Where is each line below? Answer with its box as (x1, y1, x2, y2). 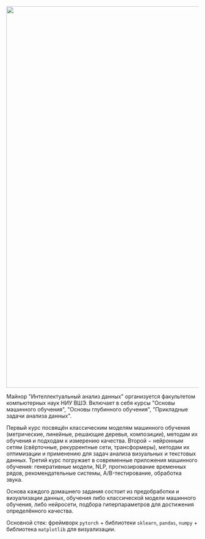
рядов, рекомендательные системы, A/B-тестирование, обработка (6, 469, 182, 477)
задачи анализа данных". (6, 412, 72, 419)
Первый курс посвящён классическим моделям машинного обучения (6, 424, 190, 431)
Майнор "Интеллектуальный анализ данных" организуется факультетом (6, 393, 195, 400)
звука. (6, 476, 23, 483)
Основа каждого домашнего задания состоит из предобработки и (6, 488, 179, 495)
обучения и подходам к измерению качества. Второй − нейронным (6, 437, 184, 444)
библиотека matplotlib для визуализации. (6, 526, 116, 533)
